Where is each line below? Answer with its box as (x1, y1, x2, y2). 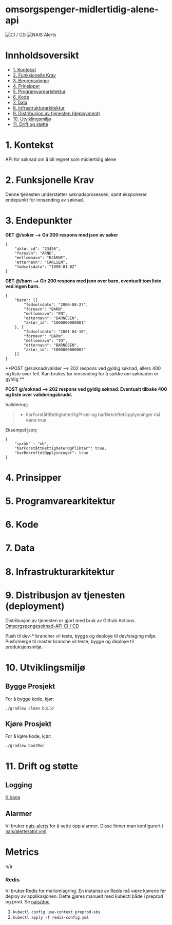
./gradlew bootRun (5, 743, 45, 749)
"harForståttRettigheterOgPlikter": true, (14, 446, 107, 451)
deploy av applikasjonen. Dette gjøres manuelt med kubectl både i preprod (5, 893, 163, 899)
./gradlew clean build (5, 705, 54, 711)
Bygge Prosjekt (5, 682, 55, 691)
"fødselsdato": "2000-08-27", (24, 302, 88, 307)
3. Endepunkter (5, 214, 73, 226)
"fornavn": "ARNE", (14, 250, 56, 256)
